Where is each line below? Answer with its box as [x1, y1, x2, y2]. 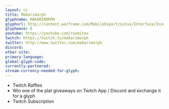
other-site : [5, 49, 30, 54]
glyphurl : [5, 21, 26, 27]
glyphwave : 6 [5, 26, 33, 31]
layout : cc [5, 7, 28, 13]
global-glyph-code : [5, 59, 46, 64]
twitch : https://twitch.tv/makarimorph [5, 36, 89, 41]
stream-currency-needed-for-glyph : [5, 69, 80, 74]
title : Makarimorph [5, 12, 46, 17]
